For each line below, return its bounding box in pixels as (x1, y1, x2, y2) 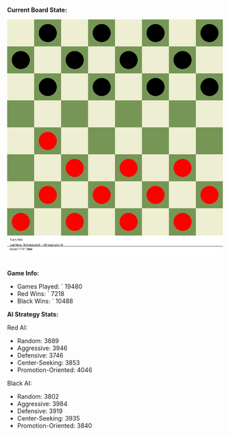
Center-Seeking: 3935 (16, 414, 80, 422)
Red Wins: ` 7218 (16, 290, 65, 297)
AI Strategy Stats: (7, 310, 59, 318)
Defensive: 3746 (16, 351, 64, 359)
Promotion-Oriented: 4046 (16, 366, 92, 374)
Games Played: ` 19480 (16, 282, 83, 290)
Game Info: (7, 269, 40, 277)
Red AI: (7, 323, 27, 332)
